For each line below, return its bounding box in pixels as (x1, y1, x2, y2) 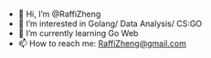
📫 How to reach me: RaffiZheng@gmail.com (17, 38, 187, 49)
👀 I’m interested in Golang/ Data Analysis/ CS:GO (17, 18, 203, 29)
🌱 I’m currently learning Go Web (17, 28, 139, 38)
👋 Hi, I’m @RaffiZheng (17, 9, 101, 19)
